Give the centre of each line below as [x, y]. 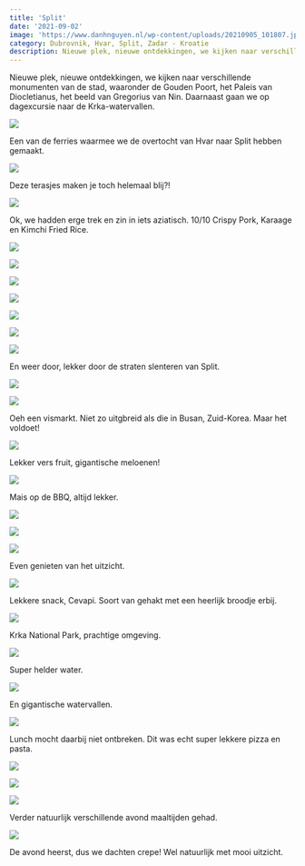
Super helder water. [46, 670]
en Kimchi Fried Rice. [49, 230]
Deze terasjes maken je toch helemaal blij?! [90, 185]
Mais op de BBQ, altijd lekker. [64, 497]
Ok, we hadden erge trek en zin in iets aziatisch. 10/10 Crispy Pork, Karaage [151, 220]
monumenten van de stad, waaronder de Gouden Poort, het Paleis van [141, 87]
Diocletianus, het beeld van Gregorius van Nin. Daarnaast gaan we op [139, 97]
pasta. [21, 749]
